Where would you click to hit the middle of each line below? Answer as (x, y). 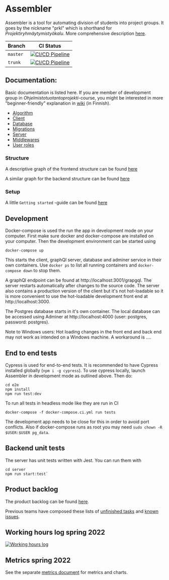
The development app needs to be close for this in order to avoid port (77, 422)
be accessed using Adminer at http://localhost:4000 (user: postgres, (76, 317)
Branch (17, 46)
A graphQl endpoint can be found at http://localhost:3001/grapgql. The (78, 280)
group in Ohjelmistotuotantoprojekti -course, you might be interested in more (84, 98)
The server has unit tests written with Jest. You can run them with (73, 460)
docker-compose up (24, 251)
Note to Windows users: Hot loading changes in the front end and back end (83, 332)
